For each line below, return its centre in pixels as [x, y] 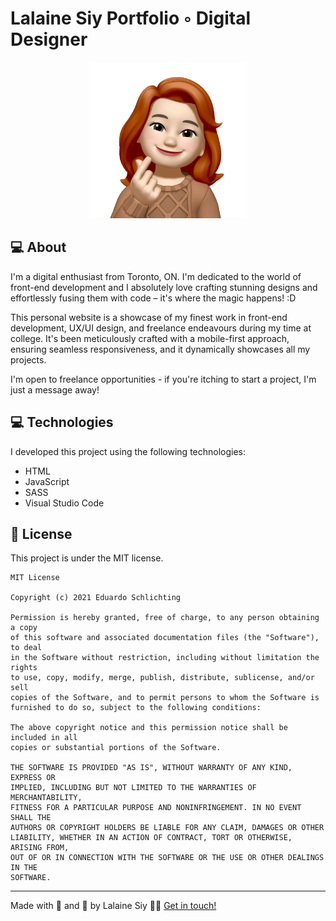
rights [24, 668]
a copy [24, 628]
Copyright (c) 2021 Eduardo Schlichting [96, 598]
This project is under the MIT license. [87, 558]
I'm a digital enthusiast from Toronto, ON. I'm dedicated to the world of [156, 276]
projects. [28, 359]
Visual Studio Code [64, 503]
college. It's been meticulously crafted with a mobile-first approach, [150, 338]
